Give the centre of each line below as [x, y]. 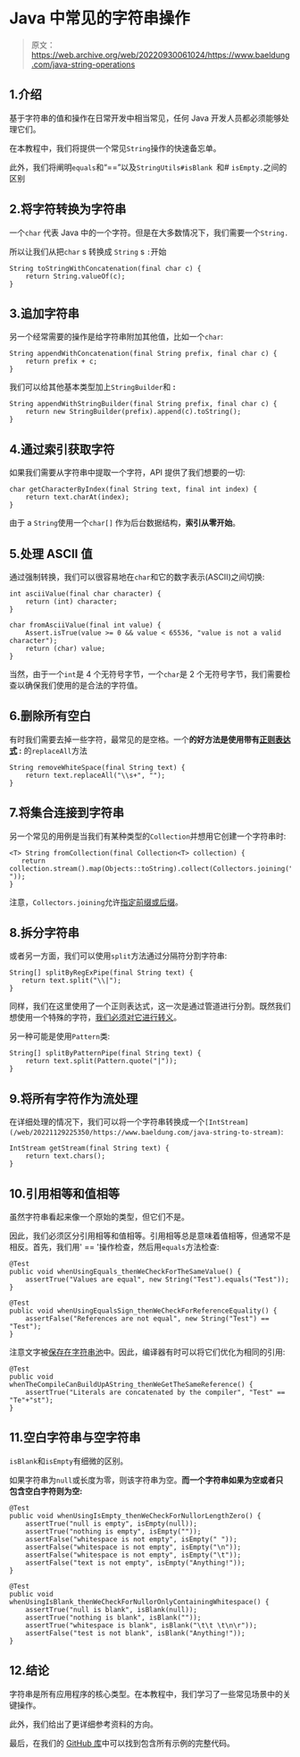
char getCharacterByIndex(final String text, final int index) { [133, 490]
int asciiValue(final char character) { [86, 594]
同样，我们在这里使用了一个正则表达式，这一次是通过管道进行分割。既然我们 [150, 1006]
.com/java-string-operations [83, 64]
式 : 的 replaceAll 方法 [48, 750]
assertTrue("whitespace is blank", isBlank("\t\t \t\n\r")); [141, 1625]
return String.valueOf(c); [75, 276]
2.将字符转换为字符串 [68, 210]
